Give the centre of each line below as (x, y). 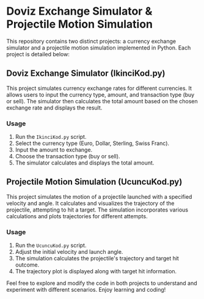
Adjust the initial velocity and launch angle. (69, 252)
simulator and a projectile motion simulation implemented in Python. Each (99, 48)
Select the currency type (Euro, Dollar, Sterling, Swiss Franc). (92, 143)
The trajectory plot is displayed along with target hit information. (96, 271)
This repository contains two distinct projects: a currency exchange (91, 41)
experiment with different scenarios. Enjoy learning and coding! (86, 290)
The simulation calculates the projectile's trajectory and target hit (97, 259)
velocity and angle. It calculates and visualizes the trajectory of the (90, 203)
